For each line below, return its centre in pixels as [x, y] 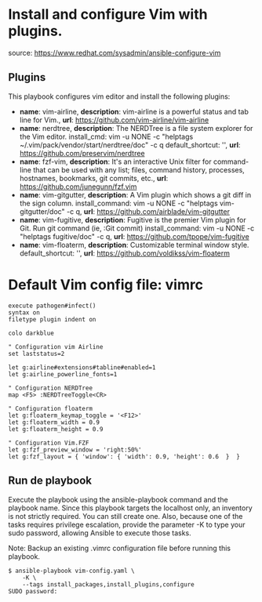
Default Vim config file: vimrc [106, 285]
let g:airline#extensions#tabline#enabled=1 [82, 367]
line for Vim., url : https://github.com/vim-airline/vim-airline [114, 120]
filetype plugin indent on [52, 319]
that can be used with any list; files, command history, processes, [138, 169]
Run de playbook [50, 481]
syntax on [24, 312]
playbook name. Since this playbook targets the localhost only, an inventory [130, 508]
